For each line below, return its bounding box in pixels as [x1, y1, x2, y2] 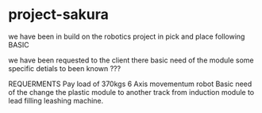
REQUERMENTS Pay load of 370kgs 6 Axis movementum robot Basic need [8, 79, 252, 89]
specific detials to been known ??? [8, 63, 121, 73]
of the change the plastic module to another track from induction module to [8, 87, 255, 96]
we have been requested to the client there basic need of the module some [8, 55, 254, 65]
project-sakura [8, 6, 110, 24]
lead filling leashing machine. [8, 96, 104, 105]
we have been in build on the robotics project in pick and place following [8, 32, 245, 41]
